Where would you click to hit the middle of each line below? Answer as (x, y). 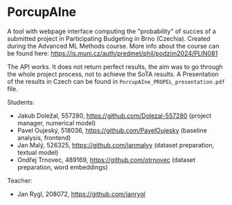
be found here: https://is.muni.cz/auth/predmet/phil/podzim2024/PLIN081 (113, 53)
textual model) (38, 152)
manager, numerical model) (56, 123)
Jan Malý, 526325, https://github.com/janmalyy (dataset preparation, (116, 145)
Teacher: (20, 180)
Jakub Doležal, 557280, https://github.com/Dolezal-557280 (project (114, 116)
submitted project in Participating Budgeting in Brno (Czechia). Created (109, 38)
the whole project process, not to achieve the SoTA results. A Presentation (113, 74)
